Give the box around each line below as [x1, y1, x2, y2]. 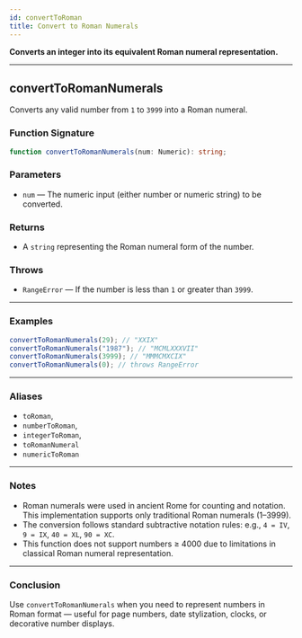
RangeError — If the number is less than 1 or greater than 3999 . [22, 284, 253, 295]
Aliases [9, 390, 43, 403]
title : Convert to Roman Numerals [9, 22, 139, 31]
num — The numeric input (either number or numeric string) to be [22, 189, 262, 199]
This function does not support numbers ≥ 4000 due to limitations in [22, 538, 277, 549]
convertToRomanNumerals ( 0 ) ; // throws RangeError [9, 360, 200, 369]
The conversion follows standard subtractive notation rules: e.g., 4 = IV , [22, 518, 290, 530]
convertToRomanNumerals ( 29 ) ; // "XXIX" [9, 335, 159, 344]
